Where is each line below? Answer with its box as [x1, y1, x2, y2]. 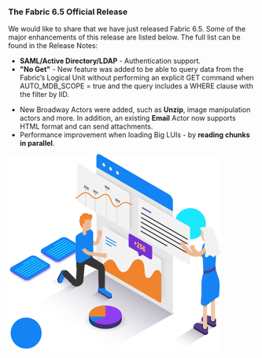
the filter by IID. [19, 90, 69, 99]
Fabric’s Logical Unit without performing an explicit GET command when [19, 73, 254, 83]
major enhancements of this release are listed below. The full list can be [8, 32, 242, 42]
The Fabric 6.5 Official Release [8, 6, 128, 17]
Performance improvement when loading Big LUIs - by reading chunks [19, 130, 250, 140]
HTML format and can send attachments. [19, 121, 153, 132]
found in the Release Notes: [8, 41, 98, 50]
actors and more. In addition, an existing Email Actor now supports [19, 114, 236, 123]
